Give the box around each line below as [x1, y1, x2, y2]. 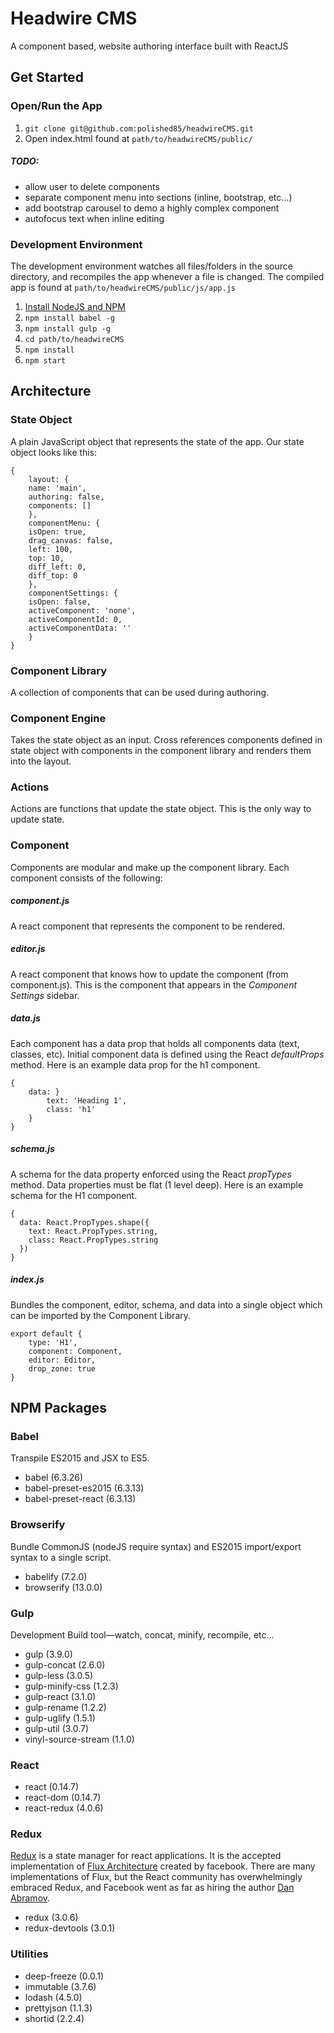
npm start [24, 355, 67, 366]
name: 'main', [28, 483, 87, 493]
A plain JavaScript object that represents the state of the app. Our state [10, 435, 305, 447]
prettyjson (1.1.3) [24, 2002, 93, 2014]
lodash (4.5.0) [24, 1991, 83, 2003]
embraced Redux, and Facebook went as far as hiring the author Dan [10, 1882, 295, 1894]
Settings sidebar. [10, 989, 80, 1001]
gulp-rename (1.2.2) [24, 1701, 107, 1713]
